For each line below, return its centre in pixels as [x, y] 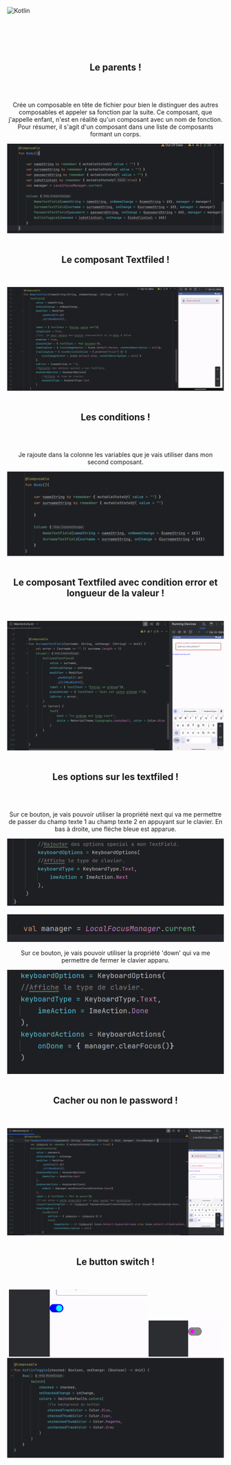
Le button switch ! [115, 1262]
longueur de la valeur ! [115, 593]
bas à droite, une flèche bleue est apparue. [115, 829]
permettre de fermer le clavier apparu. [115, 960]
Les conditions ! [115, 418]
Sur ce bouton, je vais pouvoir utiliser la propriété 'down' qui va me [115, 953]
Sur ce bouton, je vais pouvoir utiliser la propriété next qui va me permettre [115, 814]
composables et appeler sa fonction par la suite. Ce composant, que [115, 112]
